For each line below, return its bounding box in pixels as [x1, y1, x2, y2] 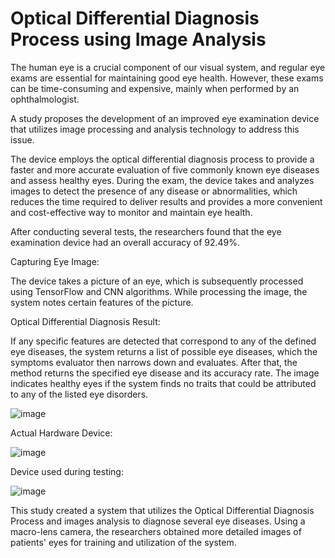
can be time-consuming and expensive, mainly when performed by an [10, 82, 300, 94]
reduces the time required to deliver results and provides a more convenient [10, 195, 323, 207]
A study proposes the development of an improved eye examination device [10, 112, 320, 124]
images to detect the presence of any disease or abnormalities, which [10, 185, 298, 197]
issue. [10, 133, 35, 146]
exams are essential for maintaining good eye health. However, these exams [10, 72, 324, 84]
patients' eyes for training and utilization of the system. [10, 536, 237, 548]
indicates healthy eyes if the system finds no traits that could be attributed [10, 377, 317, 389]
